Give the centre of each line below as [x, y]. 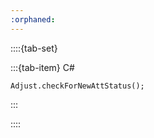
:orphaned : [33, 19]
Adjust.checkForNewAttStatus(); [77, 86]
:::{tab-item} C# [42, 67]
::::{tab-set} [34, 48]
